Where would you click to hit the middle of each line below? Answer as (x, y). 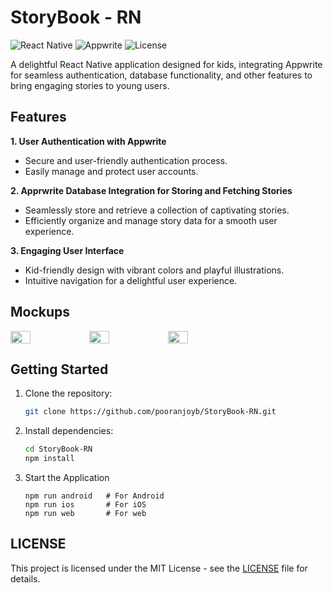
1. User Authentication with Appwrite (88, 141)
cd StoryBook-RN (58, 449)
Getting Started (59, 369)
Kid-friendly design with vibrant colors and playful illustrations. (154, 270)
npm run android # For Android (94, 496)
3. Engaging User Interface (67, 250)
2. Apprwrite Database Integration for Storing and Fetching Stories (151, 190)
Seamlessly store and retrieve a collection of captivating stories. (157, 210)
